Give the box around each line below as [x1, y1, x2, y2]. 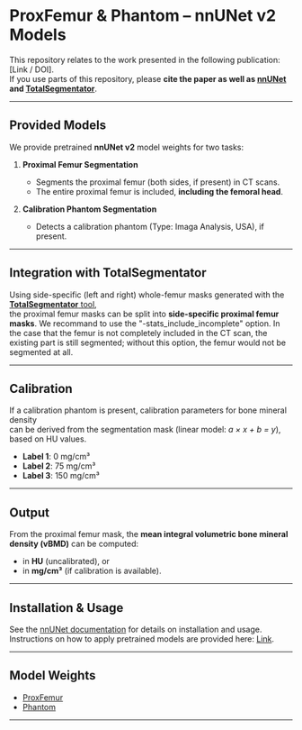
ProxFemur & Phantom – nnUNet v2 [9, 5, 277, 26]
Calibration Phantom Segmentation [22, 204, 157, 214]
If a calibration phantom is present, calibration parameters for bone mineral [9, 405, 288, 415]
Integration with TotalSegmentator [9, 265, 207, 280]
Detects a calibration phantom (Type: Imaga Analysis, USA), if [35, 221, 265, 232]
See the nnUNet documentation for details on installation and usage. [9, 624, 262, 634]
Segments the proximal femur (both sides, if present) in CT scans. [35, 177, 280, 187]
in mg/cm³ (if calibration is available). [22, 565, 162, 577]
